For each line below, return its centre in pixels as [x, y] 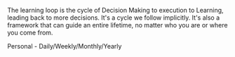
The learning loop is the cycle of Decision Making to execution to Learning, [115, 10]
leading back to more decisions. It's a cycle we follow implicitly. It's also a [114, 18]
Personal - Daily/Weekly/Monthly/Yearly [65, 46]
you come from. [30, 32]
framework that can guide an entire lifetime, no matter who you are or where [117, 25]
